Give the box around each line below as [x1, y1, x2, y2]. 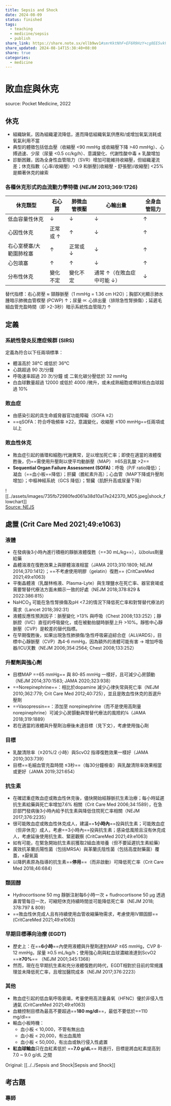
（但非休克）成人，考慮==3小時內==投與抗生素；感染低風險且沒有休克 [12, 826, 161, 833]
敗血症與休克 [5, 83, 60, 95]
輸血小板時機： [12, 1020, 44, 1026]
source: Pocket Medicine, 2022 [5, 101, 71, 107]
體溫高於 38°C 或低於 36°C [12, 360, 70, 366]
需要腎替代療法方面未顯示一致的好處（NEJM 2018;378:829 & [12, 586, 140, 593]
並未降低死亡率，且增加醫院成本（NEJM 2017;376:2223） [17, 969, 138, 975]
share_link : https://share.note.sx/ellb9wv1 [5, 41, 101, 46]
